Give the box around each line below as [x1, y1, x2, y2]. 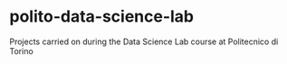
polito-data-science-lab [9, 6, 195, 27]
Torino [9, 45, 33, 56]
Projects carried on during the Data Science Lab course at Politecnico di [9, 36, 279, 47]
